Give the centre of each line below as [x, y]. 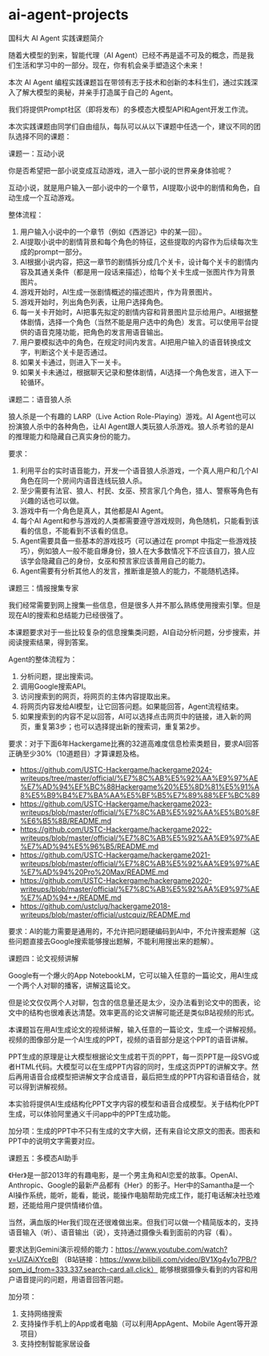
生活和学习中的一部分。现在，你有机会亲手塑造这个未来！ [110, 65]
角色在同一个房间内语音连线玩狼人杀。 [83, 480]
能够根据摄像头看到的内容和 [205, 1269]
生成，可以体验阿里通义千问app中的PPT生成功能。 [91, 1114]
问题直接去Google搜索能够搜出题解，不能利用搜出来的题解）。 [116, 941]
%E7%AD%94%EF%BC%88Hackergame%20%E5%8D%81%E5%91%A [140, 786]
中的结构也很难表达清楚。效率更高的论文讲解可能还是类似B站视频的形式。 [137, 1012]
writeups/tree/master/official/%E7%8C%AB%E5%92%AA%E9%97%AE [139, 778]
